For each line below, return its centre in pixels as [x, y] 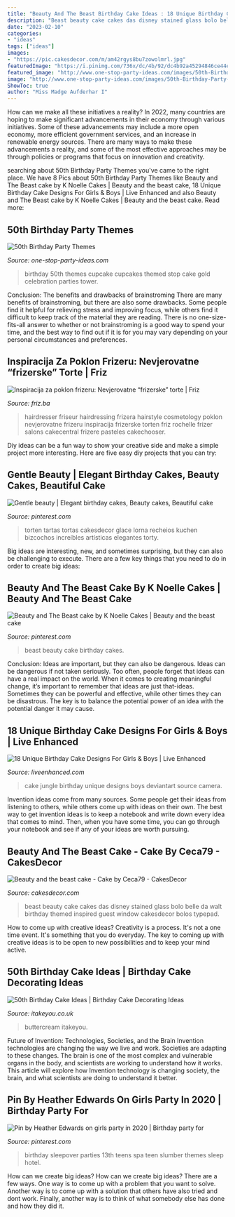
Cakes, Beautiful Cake [57, 486]
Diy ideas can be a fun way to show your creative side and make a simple [113, 445]
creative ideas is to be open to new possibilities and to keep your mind [109, 942]
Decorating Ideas [45, 983]
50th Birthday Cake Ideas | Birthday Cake [99, 972]
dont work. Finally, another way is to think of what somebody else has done [116, 1198]
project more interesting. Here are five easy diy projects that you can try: [112, 453]
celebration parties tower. [61, 281]
